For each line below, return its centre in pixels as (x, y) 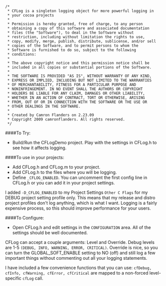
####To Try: (18, 133)
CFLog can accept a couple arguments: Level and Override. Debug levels (80, 242)
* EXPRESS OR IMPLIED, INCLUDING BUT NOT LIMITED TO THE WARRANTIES (80, 80)
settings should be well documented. (50, 233)
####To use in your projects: (35, 157)
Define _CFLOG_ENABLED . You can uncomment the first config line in (80, 177)
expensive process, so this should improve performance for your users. (78, 208)
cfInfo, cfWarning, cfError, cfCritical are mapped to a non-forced (77, 273)
